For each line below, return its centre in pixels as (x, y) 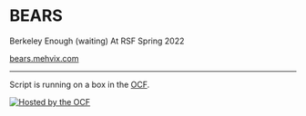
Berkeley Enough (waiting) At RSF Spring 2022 (97, 41)
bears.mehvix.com (44, 58)
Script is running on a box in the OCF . (80, 84)
